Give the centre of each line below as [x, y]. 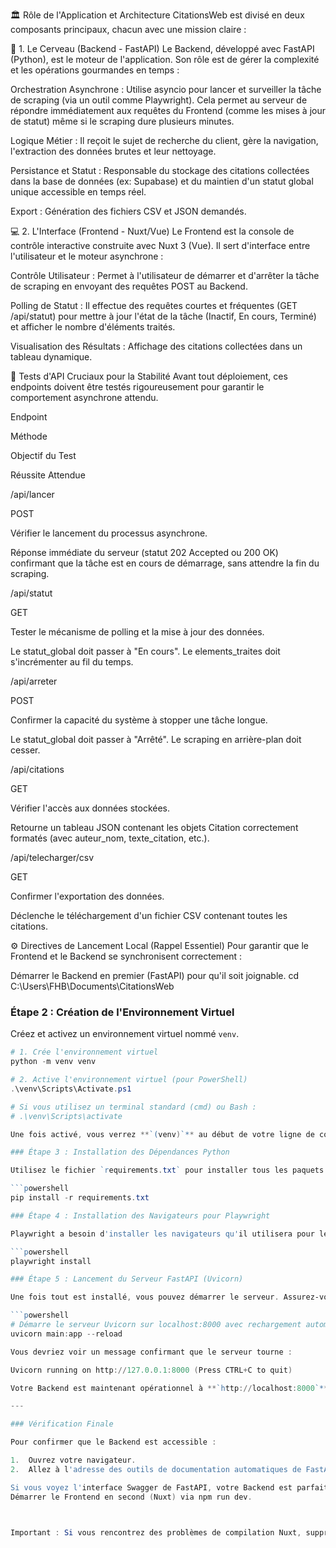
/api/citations [37, 769]
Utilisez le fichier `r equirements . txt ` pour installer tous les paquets [167, 1170]
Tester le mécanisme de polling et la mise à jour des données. [137, 632]
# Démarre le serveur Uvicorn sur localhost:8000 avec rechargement [156, 1325]
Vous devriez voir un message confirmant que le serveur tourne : [151, 1352]
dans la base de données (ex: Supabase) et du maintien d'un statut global [162, 181]
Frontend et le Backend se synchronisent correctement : [126, 956]
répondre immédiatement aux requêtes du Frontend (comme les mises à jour [168, 110]
